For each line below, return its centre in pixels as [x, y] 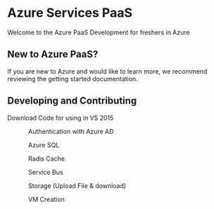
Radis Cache [46, 159]
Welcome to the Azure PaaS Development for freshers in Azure [99, 32]
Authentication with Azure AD [71, 131]
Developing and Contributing [72, 101]
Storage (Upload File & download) [77, 186]
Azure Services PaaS [70, 13]
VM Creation [46, 199]
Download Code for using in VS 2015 [61, 118]
